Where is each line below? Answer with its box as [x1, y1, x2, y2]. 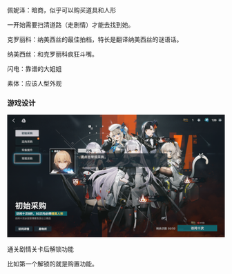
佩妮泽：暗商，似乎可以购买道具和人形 [7, 6, 116, 14]
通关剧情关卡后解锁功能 [7, 244, 74, 253]
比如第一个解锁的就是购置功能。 [7, 260, 98, 268]
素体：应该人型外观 [7, 79, 62, 88]
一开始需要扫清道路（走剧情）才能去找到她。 [7, 21, 135, 29]
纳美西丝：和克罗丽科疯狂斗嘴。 [7, 50, 98, 58]
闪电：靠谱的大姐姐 [7, 65, 62, 72]
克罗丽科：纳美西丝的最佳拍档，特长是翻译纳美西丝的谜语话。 [7, 35, 183, 43]
